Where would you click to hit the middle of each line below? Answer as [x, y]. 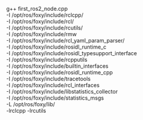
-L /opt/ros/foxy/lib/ [31, 104]
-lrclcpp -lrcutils [26, 111]
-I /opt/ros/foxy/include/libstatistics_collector [62, 91]
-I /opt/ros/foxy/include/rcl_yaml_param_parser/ [65, 40]
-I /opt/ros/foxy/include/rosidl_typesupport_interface [72, 53]
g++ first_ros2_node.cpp [37, 9]
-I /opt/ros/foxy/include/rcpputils [47, 60]
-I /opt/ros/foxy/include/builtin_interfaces [57, 66]
